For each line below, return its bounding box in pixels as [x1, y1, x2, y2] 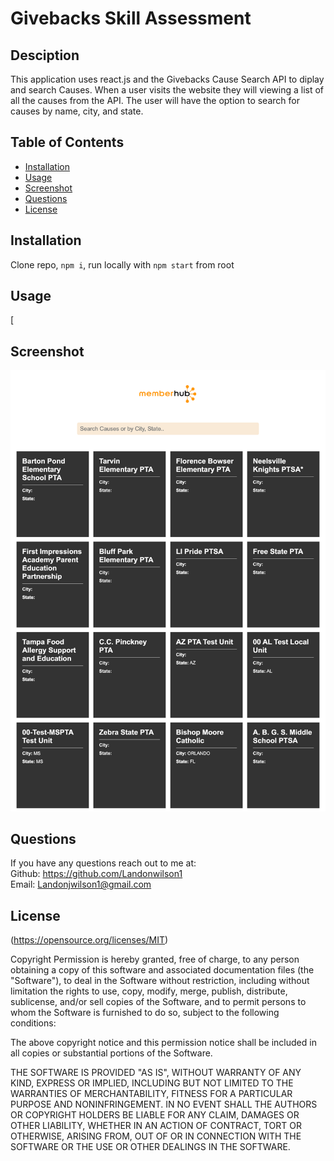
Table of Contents [10, 134, 125, 151]
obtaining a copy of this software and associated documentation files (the [10, 964, 315, 976]
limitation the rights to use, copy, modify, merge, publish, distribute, [10, 985, 288, 997]
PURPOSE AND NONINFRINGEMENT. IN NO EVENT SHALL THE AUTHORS [10, 1098, 318, 1111]
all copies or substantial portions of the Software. [10, 1047, 213, 1059]
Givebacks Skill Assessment [10, 7, 252, 30]
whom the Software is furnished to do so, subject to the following [10, 1007, 280, 1019]
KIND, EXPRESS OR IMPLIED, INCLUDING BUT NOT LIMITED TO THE [10, 1077, 294, 1089]
